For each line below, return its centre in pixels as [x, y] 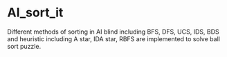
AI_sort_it [35, 13]
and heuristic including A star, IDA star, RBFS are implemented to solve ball [113, 38]
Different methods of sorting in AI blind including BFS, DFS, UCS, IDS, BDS [113, 32]
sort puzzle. [24, 46]
